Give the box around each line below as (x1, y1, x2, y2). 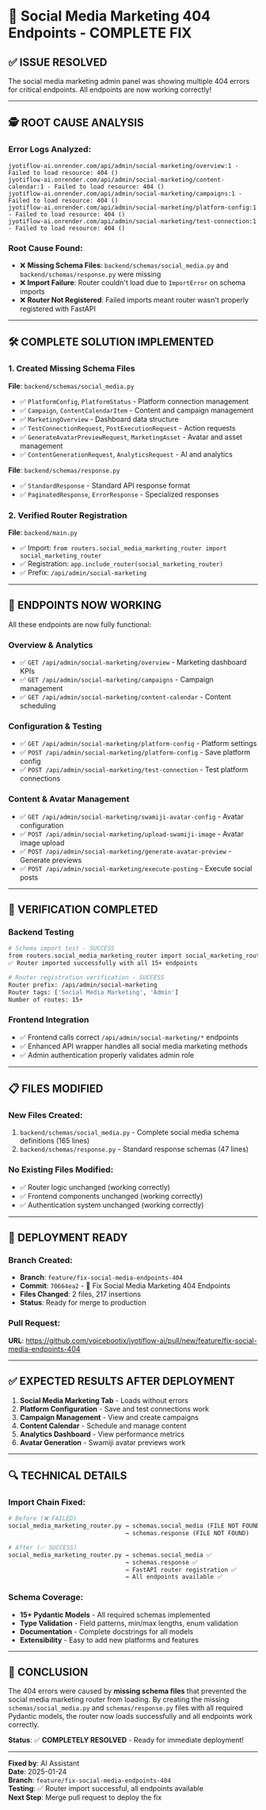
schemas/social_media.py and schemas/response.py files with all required (8, 1703, 244, 1713)
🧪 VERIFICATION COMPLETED (8, 903, 158, 917)
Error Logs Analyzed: (8, 144, 92, 155)
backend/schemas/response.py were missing (19, 269, 161, 279)
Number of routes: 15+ (8, 995, 83, 1004)
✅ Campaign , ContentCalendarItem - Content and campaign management (19, 405, 254, 415)
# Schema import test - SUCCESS (8, 945, 115, 953)
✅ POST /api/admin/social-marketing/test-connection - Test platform (19, 765, 249, 774)
